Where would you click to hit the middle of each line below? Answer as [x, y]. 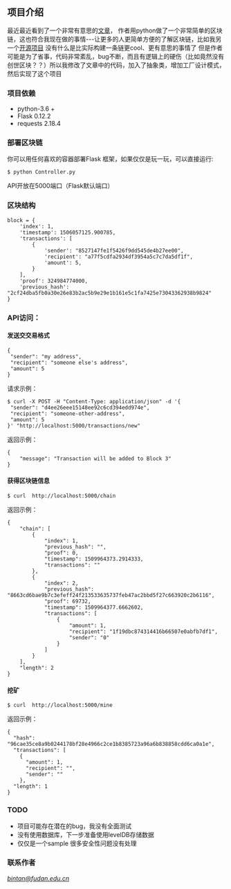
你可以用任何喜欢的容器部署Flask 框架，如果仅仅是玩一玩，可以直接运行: [110, 159]
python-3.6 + [36, 109]
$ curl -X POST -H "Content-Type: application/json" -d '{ [94, 401]
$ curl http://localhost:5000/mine [60, 705]
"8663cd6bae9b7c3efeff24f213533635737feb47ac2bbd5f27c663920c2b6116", [111, 596]
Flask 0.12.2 [34, 116]
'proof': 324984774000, [54, 281]
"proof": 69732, [67, 602]
